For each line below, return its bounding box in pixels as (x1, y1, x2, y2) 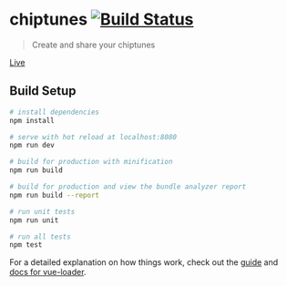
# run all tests (9, 232, 71, 241)
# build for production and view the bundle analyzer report (9, 182, 247, 191)
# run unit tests (9, 207, 76, 216)
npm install (9, 116, 55, 125)
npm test (9, 240, 43, 250)
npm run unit (9, 215, 59, 225)
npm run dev (9, 141, 55, 150)
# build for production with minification (9, 158, 173, 167)
